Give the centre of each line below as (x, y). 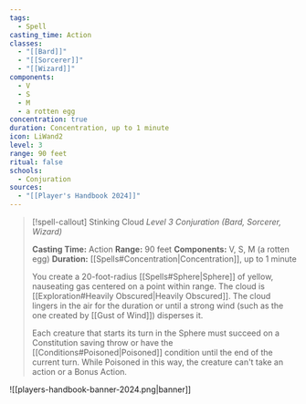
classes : (26, 43)
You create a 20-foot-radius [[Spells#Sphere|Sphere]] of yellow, (153, 276)
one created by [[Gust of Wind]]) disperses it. (117, 315)
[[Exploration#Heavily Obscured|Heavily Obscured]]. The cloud (151, 296)
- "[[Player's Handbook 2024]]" (79, 196)
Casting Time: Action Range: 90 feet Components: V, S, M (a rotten (160, 249)
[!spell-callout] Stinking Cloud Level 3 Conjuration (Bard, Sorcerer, (156, 222)
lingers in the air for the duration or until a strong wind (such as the (158, 306)
